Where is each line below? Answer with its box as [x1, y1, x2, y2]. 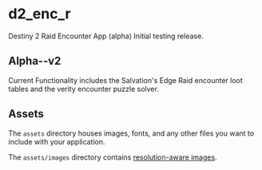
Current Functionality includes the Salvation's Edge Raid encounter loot [8, 75, 244, 85]
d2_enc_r [8, 5, 71, 23]
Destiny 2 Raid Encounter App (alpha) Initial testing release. [8, 31, 204, 41]
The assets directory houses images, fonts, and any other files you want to [8, 128, 254, 138]
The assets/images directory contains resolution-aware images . [8, 152, 217, 162]
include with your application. [8, 136, 105, 146]
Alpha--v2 [8, 54, 62, 68]
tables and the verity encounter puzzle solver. [8, 84, 160, 93]
